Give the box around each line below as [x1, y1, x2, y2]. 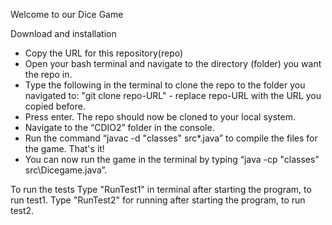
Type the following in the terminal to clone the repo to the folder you [24, 79, 306, 91]
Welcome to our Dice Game [10, 9, 124, 20]
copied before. [24, 100, 86, 112]
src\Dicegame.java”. [24, 164, 108, 176]
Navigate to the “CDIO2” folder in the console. [24, 122, 215, 133]
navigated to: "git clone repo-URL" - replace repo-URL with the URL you [24, 90, 322, 101]
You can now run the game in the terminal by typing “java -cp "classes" [24, 154, 320, 165]
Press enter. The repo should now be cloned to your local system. [24, 111, 296, 123]
